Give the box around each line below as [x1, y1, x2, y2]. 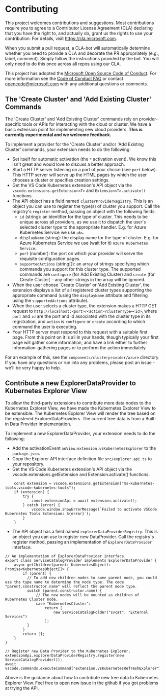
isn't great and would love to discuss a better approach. [12, 161, 125, 167]
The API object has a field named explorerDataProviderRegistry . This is [12, 528, 158, 534]
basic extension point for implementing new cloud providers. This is [5, 126, 143, 132]
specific [5, 121, 22, 127]
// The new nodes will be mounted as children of [36, 592, 139, 597]
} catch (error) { [23, 502, 60, 508]
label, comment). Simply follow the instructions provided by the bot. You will [5, 55, 159, 61]
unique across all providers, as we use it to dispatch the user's [19, 219, 146, 225]
